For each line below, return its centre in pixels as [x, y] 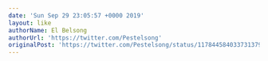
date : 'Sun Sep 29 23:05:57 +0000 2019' [77, 15]
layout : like [30, 23]
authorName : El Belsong [48, 30]
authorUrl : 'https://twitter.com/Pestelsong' [85, 38]
